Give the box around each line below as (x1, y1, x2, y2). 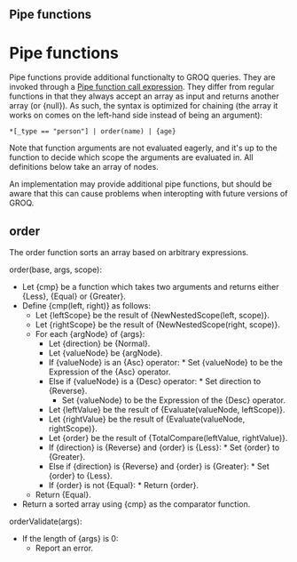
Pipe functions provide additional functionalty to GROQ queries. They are (9, 72, 277, 83)
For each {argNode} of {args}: (35, 329, 145, 340)
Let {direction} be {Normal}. (48, 338, 151, 349)
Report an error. (35, 542, 94, 554)
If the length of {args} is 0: (21, 534, 119, 544)
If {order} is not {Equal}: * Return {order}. (48, 480, 199, 491)
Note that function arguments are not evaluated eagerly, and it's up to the (9, 142, 277, 154)
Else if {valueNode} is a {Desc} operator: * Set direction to (48, 376, 262, 387)
